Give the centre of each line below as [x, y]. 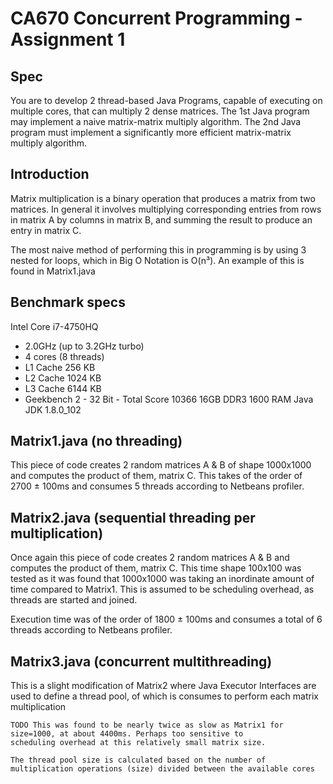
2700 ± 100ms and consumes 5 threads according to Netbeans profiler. [157, 486]
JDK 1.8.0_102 [53, 409]
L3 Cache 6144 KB [63, 388]
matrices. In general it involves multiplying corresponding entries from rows [166, 209]
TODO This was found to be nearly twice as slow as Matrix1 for [147, 725]
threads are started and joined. [74, 600]
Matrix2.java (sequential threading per [133, 517]
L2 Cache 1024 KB [63, 378]
